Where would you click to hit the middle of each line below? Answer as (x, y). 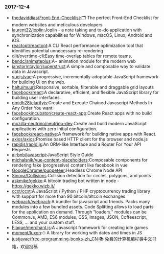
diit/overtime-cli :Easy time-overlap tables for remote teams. (72, 56)
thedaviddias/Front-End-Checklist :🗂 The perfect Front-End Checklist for (85, 18)
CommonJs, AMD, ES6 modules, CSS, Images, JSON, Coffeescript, (79, 217)
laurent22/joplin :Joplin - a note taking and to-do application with (77, 30)
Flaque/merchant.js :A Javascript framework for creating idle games (80, 228)
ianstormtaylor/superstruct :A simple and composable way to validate (81, 67)
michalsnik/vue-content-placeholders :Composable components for (80, 160)
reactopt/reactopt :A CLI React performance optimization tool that (77, 46)
